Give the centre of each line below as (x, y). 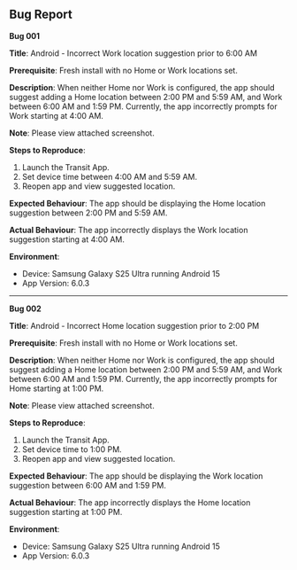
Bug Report (41, 15)
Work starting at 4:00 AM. (57, 115)
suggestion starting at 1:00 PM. (66, 511)
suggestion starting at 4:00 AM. (67, 239)
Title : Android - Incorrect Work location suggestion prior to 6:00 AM (133, 53)
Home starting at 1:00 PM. (57, 388)
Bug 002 (25, 308)
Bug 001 (25, 35)
